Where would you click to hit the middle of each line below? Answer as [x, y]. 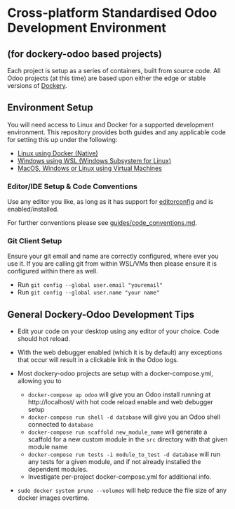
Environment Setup [50, 108]
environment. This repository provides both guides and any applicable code [117, 132]
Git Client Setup [35, 241]
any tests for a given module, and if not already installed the [114, 462]
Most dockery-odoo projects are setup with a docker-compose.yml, [115, 373]
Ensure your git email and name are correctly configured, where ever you [113, 256]
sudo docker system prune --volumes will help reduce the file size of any [122, 491]
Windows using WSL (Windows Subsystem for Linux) [94, 160]
